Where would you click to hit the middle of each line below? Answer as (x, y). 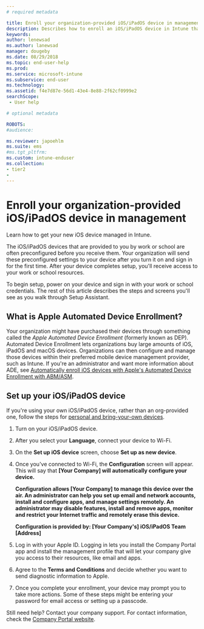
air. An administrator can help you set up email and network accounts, (105, 496)
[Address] (28, 533)
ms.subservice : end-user (38, 80)
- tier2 (16, 169)
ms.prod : (17, 68)
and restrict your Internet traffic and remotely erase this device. (97, 515)
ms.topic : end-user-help (38, 62)
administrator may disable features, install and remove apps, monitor (104, 508)
